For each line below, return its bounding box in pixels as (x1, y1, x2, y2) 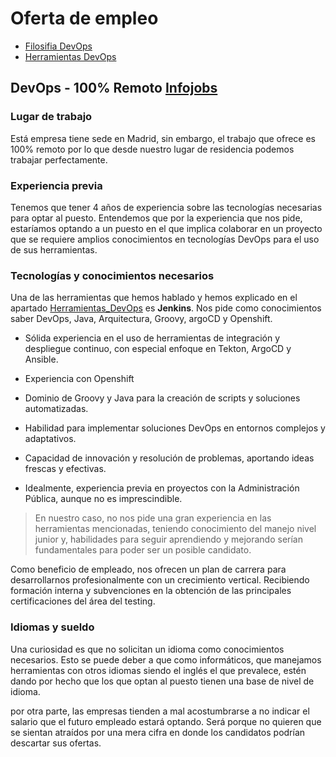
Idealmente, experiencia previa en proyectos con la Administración (24, 482, 300, 494)
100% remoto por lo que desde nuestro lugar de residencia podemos (10, 143, 295, 155)
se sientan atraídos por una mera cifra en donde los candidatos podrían (10, 726, 306, 738)
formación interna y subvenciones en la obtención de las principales (10, 585, 292, 597)
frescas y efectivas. (24, 463, 107, 475)
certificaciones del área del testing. (10, 595, 156, 607)
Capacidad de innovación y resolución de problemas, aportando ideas (24, 452, 315, 464)
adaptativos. (24, 433, 77, 445)
